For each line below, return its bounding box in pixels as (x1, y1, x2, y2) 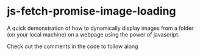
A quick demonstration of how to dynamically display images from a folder (7, 24, 194, 32)
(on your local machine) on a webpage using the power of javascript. (7, 30, 180, 38)
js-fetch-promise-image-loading (7, 4, 176, 18)
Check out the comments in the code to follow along (7, 43, 138, 50)
